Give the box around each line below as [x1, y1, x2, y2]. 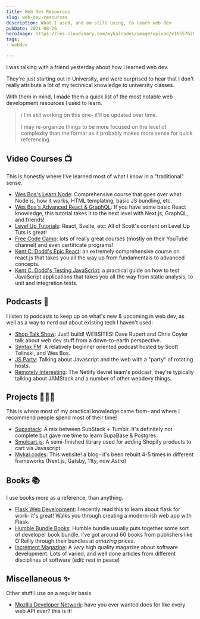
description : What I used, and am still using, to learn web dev [6, 20, 171, 26]
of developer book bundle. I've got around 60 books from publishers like [14, 531, 193, 538]
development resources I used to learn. [6, 99, 102, 106]
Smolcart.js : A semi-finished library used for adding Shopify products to [14, 438, 192, 445]
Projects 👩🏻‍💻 [6, 392, 55, 402]
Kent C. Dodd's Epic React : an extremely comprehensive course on [14, 247, 180, 255]
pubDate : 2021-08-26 [6, 25, 58, 32]
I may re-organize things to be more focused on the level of [20, 123, 167, 130]
